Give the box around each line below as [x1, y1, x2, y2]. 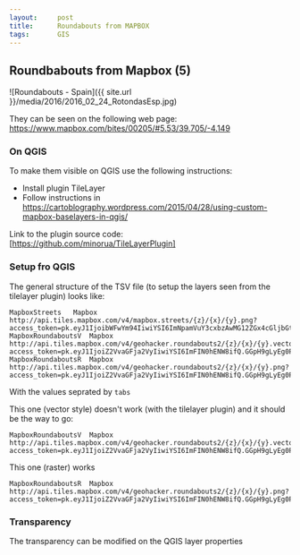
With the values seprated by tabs [9, 386, 131, 397]
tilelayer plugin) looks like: [9, 290, 105, 301]
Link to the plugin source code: [9, 229, 123, 240]
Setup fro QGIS [9, 260, 76, 273]
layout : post [9, 13, 74, 22]
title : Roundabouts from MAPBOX [9, 21, 150, 30]
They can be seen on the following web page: [9, 114, 178, 124]
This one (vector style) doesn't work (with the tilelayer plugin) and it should [9, 404, 286, 414]
